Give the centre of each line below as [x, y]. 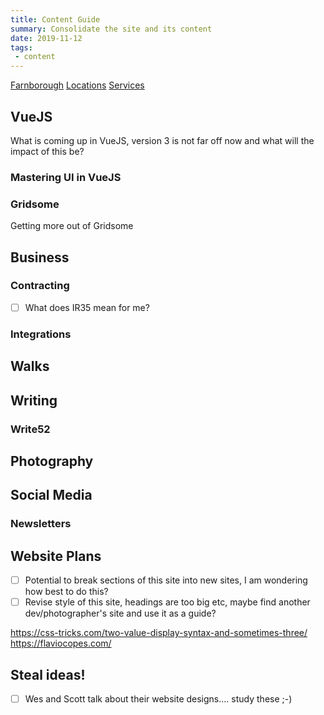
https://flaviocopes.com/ [61, 643]
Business [40, 257]
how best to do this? [66, 592]
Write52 [30, 429]
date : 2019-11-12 [46, 38]
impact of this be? [47, 151]
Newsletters [41, 524]
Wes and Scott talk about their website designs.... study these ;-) [158, 698]
